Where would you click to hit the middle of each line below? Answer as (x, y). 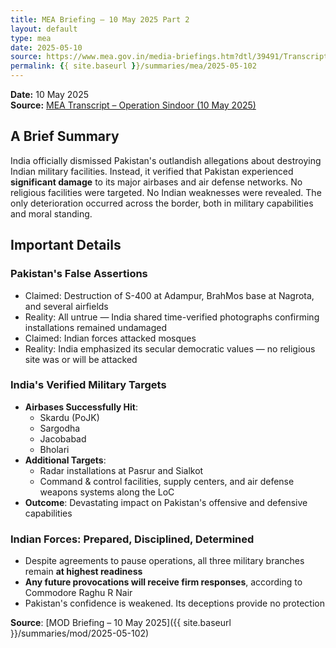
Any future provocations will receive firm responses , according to (163, 582)
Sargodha (60, 428)
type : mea (31, 38)
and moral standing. (51, 213)
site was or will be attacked (81, 359)
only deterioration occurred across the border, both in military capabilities (162, 203)
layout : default (44, 29)
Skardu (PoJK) (69, 417)
